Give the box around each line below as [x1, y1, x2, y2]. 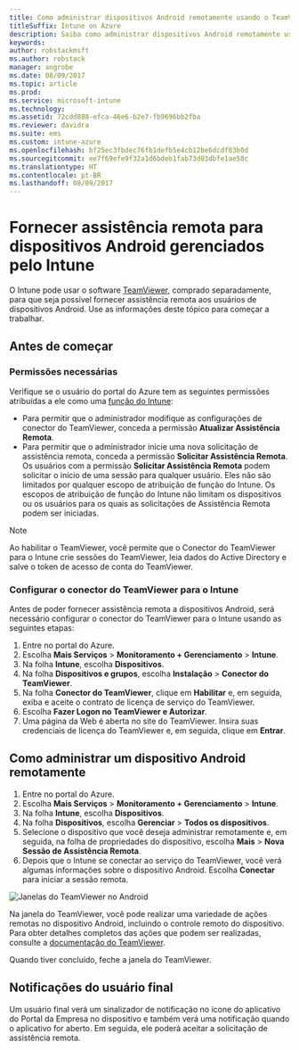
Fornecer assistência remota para [9, 218, 264, 237]
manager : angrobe [9, 63, 74, 72]
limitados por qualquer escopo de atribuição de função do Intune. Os [21, 479, 276, 490]
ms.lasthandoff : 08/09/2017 [9, 179, 114, 188]
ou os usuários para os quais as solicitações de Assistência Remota [21, 498, 271, 508]
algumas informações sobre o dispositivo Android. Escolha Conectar [21, 864, 276, 875]
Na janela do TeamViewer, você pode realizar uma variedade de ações [9, 908, 268, 919]
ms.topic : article [9, 79, 77, 88]
